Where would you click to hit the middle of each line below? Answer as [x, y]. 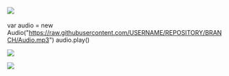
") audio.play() [69, 40]
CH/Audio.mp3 [28, 40]
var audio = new [30, 25]
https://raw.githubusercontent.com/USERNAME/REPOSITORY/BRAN [125, 32]
